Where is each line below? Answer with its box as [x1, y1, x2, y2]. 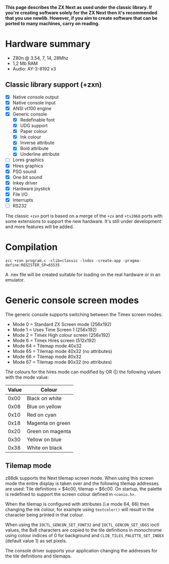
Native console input [12, 99, 56, 105]
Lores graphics [12, 157, 44, 163]
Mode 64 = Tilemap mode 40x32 [12, 342, 82, 349]
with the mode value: [5, 374, 49, 380]
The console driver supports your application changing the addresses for [5, 547, 158, 553]
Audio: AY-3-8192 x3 [12, 65, 57, 72]
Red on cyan [27, 411, 57, 418]
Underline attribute [20, 151, 60, 157]
